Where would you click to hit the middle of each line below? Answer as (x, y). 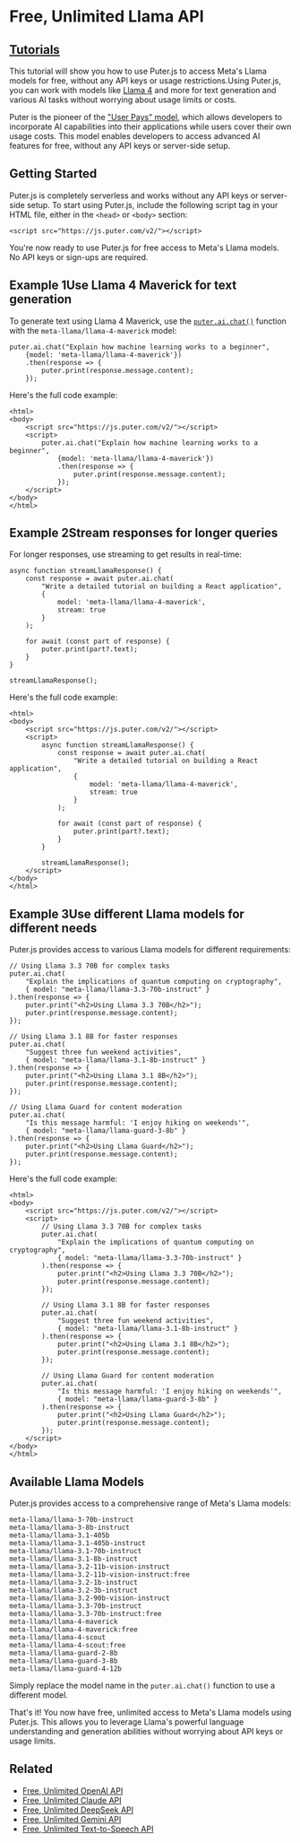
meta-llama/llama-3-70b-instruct (72, 1520)
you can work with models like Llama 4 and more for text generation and (143, 90)
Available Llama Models (77, 1482)
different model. (39, 1695)
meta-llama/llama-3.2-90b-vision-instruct (90, 1598)
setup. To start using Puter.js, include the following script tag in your (152, 204)
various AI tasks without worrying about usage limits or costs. (123, 100)
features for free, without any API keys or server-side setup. (120, 146)
